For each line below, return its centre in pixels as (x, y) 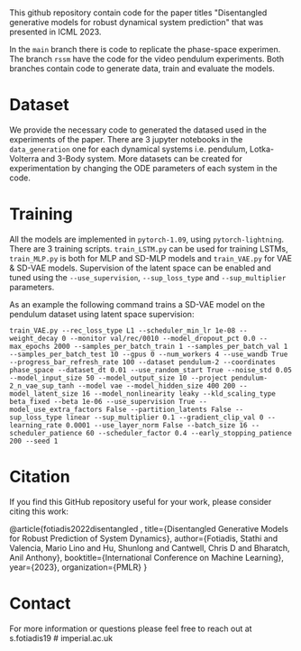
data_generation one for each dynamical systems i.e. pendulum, (128, 149)
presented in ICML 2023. (55, 32)
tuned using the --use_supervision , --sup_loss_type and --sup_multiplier (148, 278)
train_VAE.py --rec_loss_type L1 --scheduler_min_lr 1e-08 (123, 331)
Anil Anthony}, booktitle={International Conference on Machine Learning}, (146, 558)
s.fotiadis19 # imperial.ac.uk (61, 637)
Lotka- (262, 149)
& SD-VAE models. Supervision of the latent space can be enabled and (141, 268)
